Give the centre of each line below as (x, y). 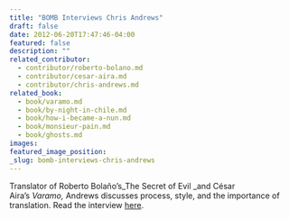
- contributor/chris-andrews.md (79, 85)
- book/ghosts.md (50, 135)
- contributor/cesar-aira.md (72, 77)
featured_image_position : (58, 151)
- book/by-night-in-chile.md (72, 110)
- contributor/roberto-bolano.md (80, 68)
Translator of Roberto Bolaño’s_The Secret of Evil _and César (122, 186)
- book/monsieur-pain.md (64, 127)
